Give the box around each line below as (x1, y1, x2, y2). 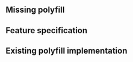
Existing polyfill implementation (5, 46, 128, 56)
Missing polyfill (5, 5, 65, 15)
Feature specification (5, 25, 88, 36)
